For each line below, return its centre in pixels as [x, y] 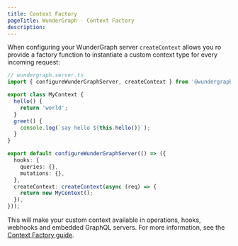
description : [27, 27]
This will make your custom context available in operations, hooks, [104, 220]
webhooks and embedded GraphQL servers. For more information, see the [116, 227]
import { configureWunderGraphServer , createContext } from [98, 82]
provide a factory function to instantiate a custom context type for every [113, 55]
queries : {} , [39, 167]
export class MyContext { [45, 95]
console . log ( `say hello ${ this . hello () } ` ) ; [85, 128]
